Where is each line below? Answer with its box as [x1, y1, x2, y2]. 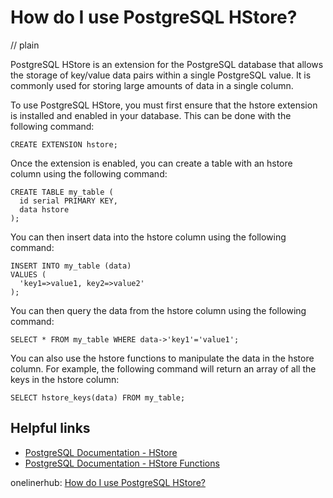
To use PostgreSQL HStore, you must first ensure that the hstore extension [10, 99, 318, 111]
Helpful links [10, 420, 91, 437]
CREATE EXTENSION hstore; [10, 139, 118, 150]
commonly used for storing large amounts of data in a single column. [10, 79, 294, 91]
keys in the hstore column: [10, 373, 120, 385]
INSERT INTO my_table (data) [10, 261, 132, 271]
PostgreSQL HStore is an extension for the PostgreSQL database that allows [10, 58, 324, 70]
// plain [10, 39, 40, 51]
